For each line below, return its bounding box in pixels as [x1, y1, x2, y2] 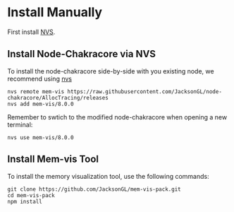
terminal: [7, 120, 33, 129]
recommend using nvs [7, 74, 73, 83]
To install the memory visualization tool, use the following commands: [7, 172, 209, 180]
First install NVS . [7, 28, 56, 36]
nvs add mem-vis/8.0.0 [7, 100, 74, 107]
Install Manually [7, 4, 103, 20]
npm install [7, 198, 42, 205]
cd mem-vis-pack [7, 192, 55, 199]
